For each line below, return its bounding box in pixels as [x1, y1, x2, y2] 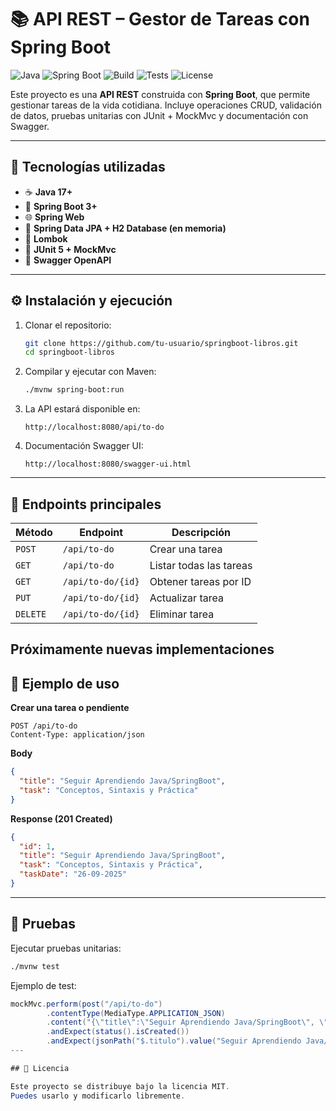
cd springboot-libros [24, 347, 115, 358]
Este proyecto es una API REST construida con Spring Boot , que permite [10, 88, 311, 100]
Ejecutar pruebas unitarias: [10, 942, 122, 954]
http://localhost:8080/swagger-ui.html [24, 459, 192, 470]
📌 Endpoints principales [10, 496, 162, 513]
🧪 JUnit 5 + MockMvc [24, 243, 117, 255]
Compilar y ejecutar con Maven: [24, 366, 157, 378]
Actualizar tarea [149, 591, 224, 605]
